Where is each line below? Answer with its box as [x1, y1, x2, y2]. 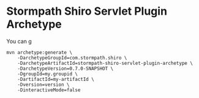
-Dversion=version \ [17, 81, 70, 88]
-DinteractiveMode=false [17, 87, 81, 93]
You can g [6, 37, 32, 45]
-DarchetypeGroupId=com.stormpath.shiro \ [17, 55, 127, 61]
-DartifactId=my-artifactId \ [17, 76, 95, 82]
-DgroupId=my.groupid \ [17, 70, 78, 77]
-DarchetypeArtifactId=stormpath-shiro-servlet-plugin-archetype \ [17, 60, 193, 66]
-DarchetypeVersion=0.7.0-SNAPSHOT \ [17, 66, 114, 72]
